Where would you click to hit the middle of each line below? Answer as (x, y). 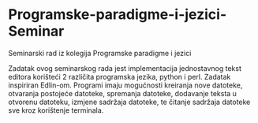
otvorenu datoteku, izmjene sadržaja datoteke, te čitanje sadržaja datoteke (129, 102)
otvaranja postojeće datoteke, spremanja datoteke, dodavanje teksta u (122, 93)
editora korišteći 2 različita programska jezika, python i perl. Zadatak (120, 76)
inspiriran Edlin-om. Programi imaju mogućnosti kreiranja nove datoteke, (125, 85)
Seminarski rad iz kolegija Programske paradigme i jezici (100, 53)
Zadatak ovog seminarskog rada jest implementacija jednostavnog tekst (125, 68)
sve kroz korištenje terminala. (56, 110)
